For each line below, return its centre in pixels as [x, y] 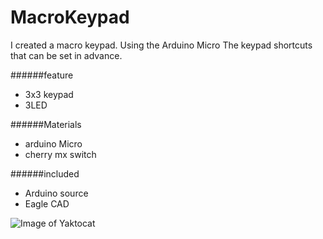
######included [45, 173]
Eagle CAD [47, 203]
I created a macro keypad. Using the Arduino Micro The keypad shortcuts [161, 45]
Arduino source [56, 193]
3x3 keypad [49, 94]
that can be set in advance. [66, 55]
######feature [42, 75]
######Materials [46, 124]
